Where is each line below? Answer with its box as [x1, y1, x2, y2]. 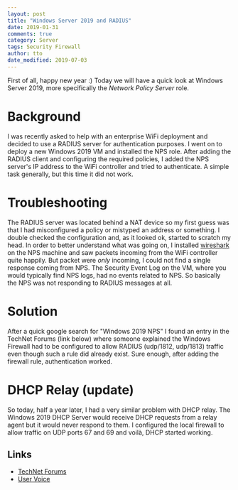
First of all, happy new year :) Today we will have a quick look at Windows [7, 76, 224, 85]
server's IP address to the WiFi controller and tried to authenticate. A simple [7, 162, 229, 170]
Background [7, 108, 81, 124]
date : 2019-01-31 [7, 23, 59, 31]
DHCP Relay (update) [7, 381, 134, 398]
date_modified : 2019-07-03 [7, 57, 87, 64]
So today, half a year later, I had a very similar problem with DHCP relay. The [7, 405, 231, 414]
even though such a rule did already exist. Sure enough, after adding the [7, 349, 220, 358]
